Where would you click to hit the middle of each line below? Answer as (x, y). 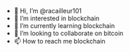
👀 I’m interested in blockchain (57, 18)
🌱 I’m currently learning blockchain (64, 26)
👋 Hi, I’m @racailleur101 (48, 11)
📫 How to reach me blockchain (59, 41)
